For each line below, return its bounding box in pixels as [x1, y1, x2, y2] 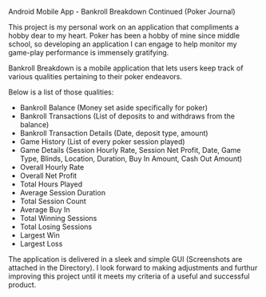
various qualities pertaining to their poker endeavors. [8, 72, 182, 81]
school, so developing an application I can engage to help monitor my [8, 39, 237, 49]
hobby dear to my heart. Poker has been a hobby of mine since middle [8, 31, 240, 40]
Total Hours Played [19, 179, 82, 189]
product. [8, 280, 37, 289]
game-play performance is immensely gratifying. [8, 48, 169, 57]
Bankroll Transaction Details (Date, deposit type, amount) [19, 128, 209, 138]
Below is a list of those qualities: [8, 87, 114, 97]
